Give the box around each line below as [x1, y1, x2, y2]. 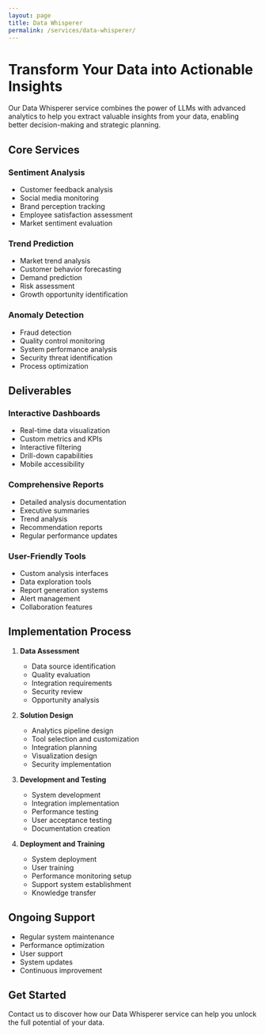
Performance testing [31, 806, 99, 816]
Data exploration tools [19, 577, 92, 586]
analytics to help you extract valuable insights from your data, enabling [8, 112, 240, 121]
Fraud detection [19, 328, 72, 337]
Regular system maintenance [19, 931, 115, 942]
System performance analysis [19, 344, 117, 354]
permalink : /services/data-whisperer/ [8, 26, 136, 34]
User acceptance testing [31, 815, 112, 825]
